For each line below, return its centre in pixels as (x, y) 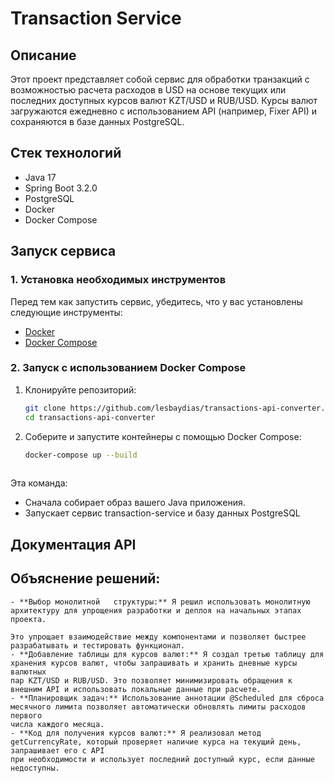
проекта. (28, 619)
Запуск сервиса (63, 251)
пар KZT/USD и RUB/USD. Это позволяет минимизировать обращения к (151, 680)
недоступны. (35, 768)
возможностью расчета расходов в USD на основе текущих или (148, 90)
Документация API (73, 544)
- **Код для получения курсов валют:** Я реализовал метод (136, 733)
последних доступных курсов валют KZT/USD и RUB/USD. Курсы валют (164, 100)
